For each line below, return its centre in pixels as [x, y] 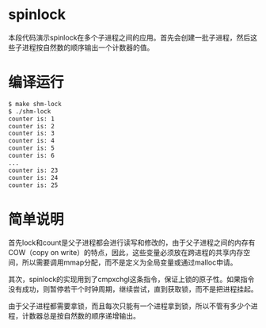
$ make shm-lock [35, 104]
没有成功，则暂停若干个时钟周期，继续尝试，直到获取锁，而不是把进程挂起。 [133, 289]
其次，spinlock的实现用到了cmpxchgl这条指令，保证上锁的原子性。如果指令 [131, 280]
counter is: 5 [32, 148]
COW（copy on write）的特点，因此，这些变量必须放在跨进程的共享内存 [126, 253]
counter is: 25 [33, 185]
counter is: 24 [33, 177]
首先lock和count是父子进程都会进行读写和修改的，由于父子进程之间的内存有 [132, 242]
